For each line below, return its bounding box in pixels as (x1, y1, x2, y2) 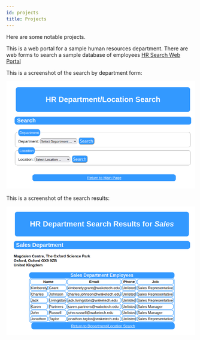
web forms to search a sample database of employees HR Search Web (6, 51, 181, 58)
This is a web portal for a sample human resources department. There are (6, 45, 189, 52)
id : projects (6, 10, 39, 16)
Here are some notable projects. (6, 33, 86, 40)
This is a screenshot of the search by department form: (6, 69, 143, 76)
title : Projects (6, 16, 47, 22)
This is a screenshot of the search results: (6, 195, 110, 202)
